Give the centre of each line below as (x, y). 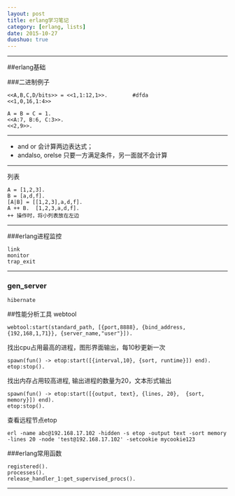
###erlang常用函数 (35, 453)
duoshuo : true (28, 40)
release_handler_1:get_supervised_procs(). (72, 479)
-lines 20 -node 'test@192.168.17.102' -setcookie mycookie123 (101, 440)
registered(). (28, 467)
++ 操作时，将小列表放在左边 (43, 216)
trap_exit (22, 262)
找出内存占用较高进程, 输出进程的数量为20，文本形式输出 (90, 381)
